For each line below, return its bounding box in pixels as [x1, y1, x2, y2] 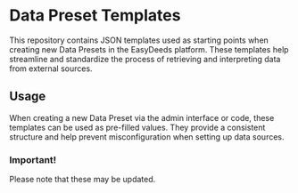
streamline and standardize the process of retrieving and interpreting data [9, 53, 281, 64]
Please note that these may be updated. [9, 174, 156, 185]
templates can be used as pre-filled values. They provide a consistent [9, 122, 266, 133]
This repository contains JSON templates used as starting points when [9, 35, 269, 45]
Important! [9, 153, 57, 165]
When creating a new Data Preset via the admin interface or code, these [9, 112, 275, 123]
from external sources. [9, 63, 93, 74]
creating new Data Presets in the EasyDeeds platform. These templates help [9, 44, 289, 54]
